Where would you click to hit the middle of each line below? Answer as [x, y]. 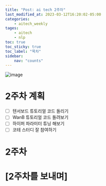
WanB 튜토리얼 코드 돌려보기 [40, 117]
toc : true [15, 42]
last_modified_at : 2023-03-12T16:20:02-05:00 [53, 14]
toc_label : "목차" [23, 51]
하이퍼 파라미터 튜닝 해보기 [38, 124]
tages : [12, 28]
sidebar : [14, 56]
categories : [17, 19]
